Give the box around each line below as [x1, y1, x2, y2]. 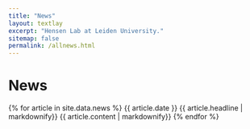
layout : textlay [8, 19, 63, 27]
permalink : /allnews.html [8, 42, 95, 50]
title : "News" [8, 11, 56, 20]
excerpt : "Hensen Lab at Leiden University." [8, 27, 164, 35]
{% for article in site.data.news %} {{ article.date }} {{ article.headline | [8, 103, 244, 113]
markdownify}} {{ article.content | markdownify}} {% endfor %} [8, 112, 219, 122]
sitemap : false [8, 34, 60, 43]
